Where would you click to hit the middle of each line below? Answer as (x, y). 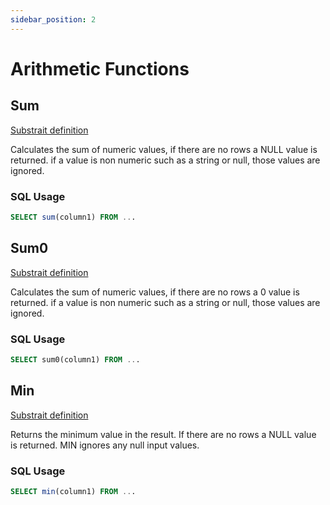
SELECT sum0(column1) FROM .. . (75, 359)
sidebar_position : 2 (53, 19)
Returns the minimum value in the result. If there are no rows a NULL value (163, 434)
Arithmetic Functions (100, 68)
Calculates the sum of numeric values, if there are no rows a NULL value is (164, 149)
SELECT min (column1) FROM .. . (73, 491)
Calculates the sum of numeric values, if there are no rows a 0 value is (155, 292)
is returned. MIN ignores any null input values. (105, 445)
